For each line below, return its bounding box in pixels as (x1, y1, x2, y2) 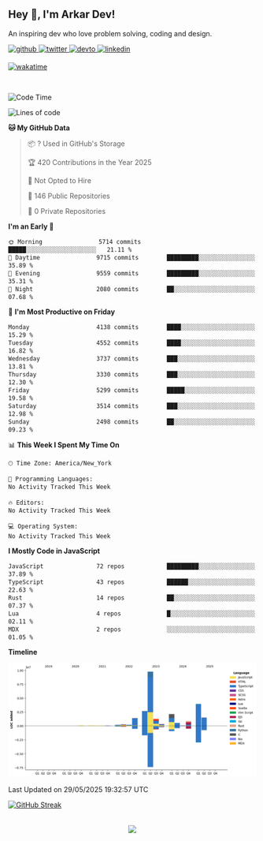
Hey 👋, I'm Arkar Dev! (8, 8, 116, 21)
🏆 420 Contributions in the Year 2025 (27, 157, 152, 166)
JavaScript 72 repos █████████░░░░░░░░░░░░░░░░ (8, 562, 256, 570)
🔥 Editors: (8, 499, 45, 506)
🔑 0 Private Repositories (27, 206, 106, 215)
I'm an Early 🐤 (8, 222, 54, 231)
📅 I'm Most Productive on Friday (8, 307, 116, 316)
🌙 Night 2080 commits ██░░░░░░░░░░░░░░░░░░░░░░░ (8, 285, 256, 293)
